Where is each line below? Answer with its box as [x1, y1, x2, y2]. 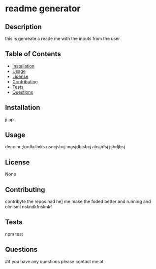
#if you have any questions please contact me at [5, 258, 104, 264]
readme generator [5, 3, 81, 14]
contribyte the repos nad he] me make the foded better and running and [5, 199, 151, 204]
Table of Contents [5, 50, 62, 58]
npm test [5, 231, 23, 237]
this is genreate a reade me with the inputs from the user [5, 35, 120, 41]
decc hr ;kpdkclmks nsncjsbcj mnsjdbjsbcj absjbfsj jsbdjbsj [5, 144, 125, 150]
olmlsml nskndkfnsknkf [5, 204, 52, 210]
